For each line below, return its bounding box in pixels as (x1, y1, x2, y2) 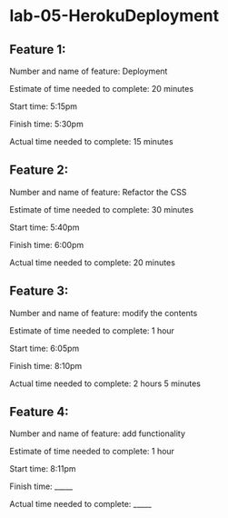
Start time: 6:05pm (9, 343, 80, 354)
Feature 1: (9, 42, 66, 57)
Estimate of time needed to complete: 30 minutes (9, 204, 193, 214)
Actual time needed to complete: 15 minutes (9, 136, 174, 146)
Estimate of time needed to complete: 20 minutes (9, 84, 193, 94)
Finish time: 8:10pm (9, 360, 83, 371)
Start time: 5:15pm (9, 101, 78, 112)
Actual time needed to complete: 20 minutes (9, 256, 175, 268)
